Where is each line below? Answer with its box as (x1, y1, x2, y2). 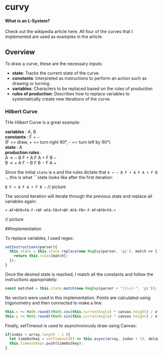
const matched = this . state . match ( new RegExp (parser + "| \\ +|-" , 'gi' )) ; (5, 286, 158, 291)
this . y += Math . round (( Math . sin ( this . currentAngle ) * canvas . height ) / (5, 314, 153, 319)
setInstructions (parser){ (5, 245, 57, 249)
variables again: (5, 198, 37, 204)
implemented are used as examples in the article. (5, 34, 103, 40)
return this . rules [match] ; (14, 253, 68, 259)
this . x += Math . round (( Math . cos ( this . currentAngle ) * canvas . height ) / (5, 309, 153, 314)
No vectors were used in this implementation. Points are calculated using (5, 295, 151, 301)
